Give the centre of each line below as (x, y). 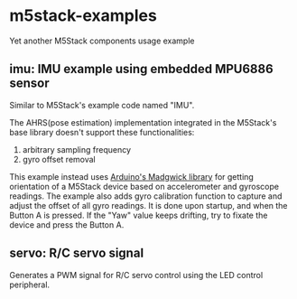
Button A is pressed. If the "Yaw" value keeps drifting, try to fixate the (139, 215)
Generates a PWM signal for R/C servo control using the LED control (136, 275)
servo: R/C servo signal (77, 253)
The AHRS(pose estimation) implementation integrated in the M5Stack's (143, 122)
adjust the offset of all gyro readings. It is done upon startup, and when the (148, 205)
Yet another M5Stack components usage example (102, 41)
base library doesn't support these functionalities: (102, 132)
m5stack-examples (84, 16)
